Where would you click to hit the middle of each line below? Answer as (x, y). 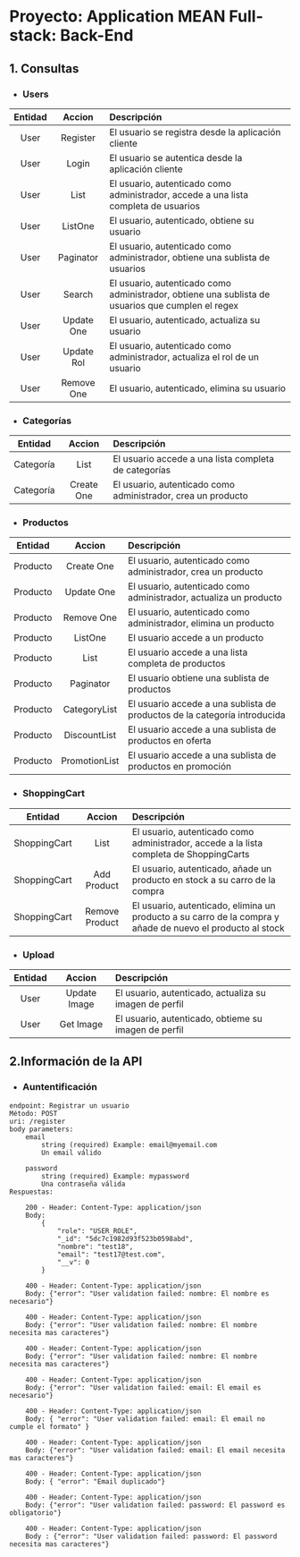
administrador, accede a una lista (179, 194)
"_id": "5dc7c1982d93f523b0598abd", (125, 1238)
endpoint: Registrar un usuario (69, 1106)
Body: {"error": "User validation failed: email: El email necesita (155, 1450)
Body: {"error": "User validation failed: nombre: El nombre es (147, 1293)
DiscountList (90, 736)
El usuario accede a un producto (196, 638)
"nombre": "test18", (95, 1246)
